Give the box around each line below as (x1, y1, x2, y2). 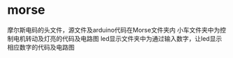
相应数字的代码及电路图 (7, 43, 75, 51)
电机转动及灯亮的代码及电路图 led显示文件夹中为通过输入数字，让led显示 (13, 34, 223, 43)
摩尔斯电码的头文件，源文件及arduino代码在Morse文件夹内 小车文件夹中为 (7, 26, 220, 34)
